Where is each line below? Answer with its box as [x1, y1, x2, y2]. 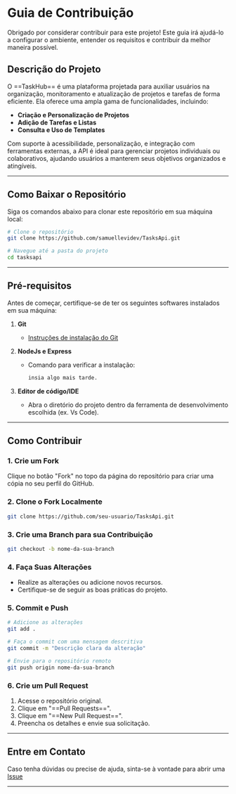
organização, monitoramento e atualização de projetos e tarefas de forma [7, 89, 221, 98]
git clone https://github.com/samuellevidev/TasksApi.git [7, 235, 181, 242]
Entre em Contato [7, 746, 86, 758]
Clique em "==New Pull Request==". [17, 711, 123, 720]
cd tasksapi [7, 254, 42, 261]
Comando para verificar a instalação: [27, 360, 136, 369]
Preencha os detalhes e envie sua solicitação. [17, 719, 150, 727]
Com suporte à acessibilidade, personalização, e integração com [7, 139, 195, 148]
